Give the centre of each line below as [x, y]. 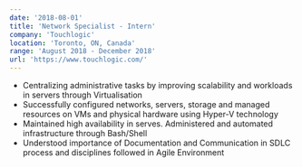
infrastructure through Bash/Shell [85, 133]
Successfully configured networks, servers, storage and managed [146, 104]
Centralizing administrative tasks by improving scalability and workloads [157, 85]
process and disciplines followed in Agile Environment [123, 153]
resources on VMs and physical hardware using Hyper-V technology [151, 114]
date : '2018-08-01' [46, 18]
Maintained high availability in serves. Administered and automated [148, 124]
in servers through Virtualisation [83, 95]
